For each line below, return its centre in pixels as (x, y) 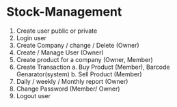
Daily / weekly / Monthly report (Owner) (72, 81)
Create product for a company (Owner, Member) (84, 59)
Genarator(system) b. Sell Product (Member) (79, 74)
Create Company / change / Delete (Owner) (78, 45)
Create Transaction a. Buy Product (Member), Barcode (93, 67)
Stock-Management (64, 12)
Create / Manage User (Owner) (60, 52)
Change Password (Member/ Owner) (68, 89)
